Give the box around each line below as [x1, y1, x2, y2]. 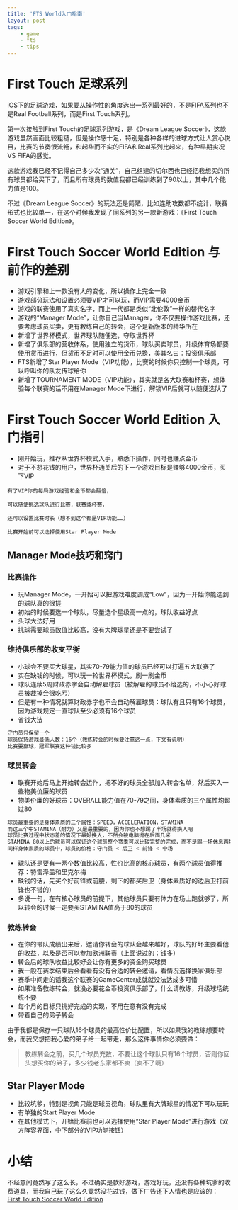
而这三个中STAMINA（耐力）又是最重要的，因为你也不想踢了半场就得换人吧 [7, 825, 193, 832]
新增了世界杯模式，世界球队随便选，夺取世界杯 [17, 331, 154, 339]
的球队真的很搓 [17, 599, 62, 607]
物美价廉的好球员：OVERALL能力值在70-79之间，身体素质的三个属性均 [17, 796, 225, 804]
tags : [7, 23, 23, 30]
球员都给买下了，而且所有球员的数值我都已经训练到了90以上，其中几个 [13, 175, 220, 183]
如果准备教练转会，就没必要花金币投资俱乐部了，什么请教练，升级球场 [17, 984, 223, 993]
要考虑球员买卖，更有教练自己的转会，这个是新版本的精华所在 [17, 322, 198, 330]
